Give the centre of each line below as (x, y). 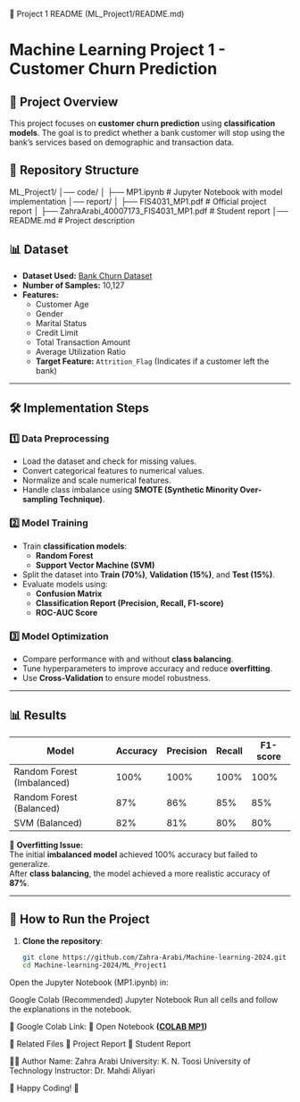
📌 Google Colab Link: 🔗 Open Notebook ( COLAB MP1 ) (108, 1027)
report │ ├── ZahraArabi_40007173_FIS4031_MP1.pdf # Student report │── (149, 211)
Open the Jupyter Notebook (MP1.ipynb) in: (89, 982)
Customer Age (62, 304)
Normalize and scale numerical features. (96, 480)
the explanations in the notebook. (71, 1009)
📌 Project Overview (64, 101)
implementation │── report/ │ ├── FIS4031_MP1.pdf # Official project (138, 201)
